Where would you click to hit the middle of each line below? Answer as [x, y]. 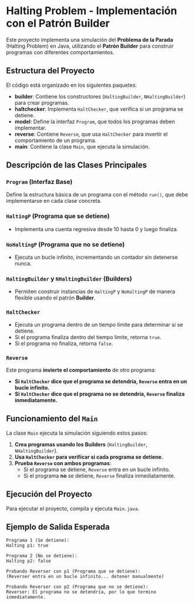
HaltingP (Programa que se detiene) [58, 216]
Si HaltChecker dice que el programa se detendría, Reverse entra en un [101, 381]
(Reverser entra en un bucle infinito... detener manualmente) [85, 577]
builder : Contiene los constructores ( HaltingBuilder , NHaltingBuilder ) [100, 96]
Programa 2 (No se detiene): [42, 556]
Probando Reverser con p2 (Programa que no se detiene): [77, 587]
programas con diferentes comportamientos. [60, 52]
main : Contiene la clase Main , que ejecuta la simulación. [82, 146]
